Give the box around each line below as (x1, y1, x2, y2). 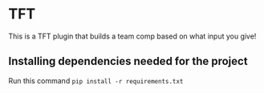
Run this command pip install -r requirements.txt (8, 75, 184, 85)
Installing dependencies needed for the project (8, 55, 248, 68)
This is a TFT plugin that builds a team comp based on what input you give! (8, 31, 257, 41)
